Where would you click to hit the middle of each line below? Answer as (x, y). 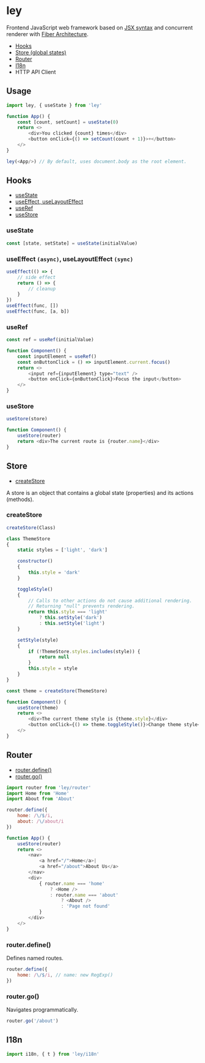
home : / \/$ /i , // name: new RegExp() (65, 975)
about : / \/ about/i (41, 821)
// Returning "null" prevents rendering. (82, 606)
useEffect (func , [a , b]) (38, 312)
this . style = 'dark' (54, 572)
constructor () (35, 561)
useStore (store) (27, 419)
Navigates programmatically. (42, 1009)
